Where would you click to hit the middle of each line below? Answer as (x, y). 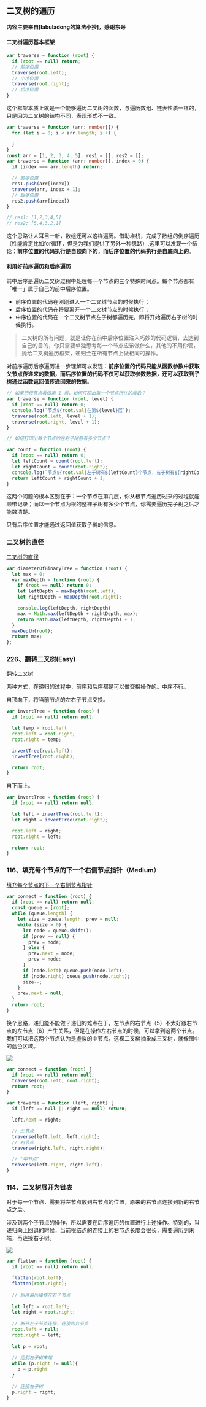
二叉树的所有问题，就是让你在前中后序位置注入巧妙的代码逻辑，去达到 (110, 338)
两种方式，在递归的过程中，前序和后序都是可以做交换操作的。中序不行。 (97, 687)
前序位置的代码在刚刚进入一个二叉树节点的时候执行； (82, 302)
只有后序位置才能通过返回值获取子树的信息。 (63, 525)
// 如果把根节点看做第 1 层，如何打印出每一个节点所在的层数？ (76, 393)
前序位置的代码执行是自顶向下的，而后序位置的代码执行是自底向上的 (103, 251)
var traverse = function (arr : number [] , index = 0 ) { (78, 161)
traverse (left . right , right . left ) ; (57, 1165)
